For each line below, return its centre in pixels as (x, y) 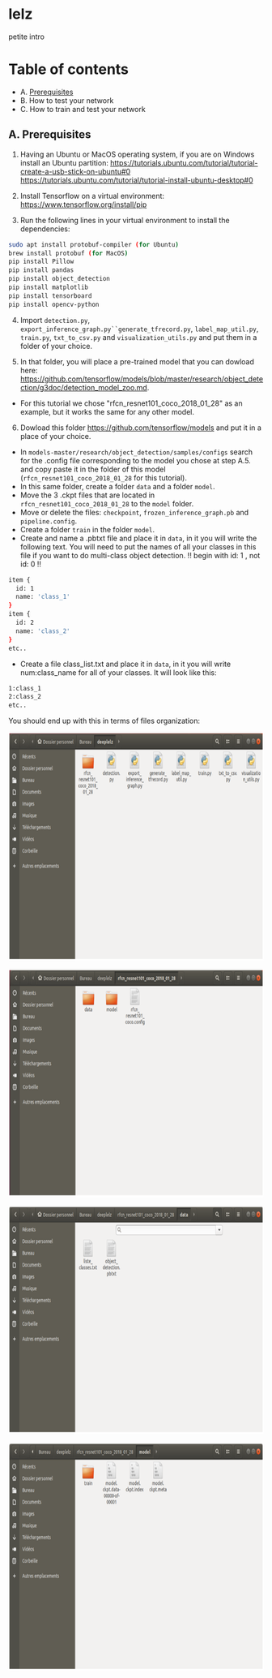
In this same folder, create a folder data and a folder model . (118, 486)
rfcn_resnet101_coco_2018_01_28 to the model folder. (107, 503)
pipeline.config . (49, 521)
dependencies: (45, 229)
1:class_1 (25, 688)
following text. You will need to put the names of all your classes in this (138, 546)
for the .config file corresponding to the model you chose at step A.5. (135, 460)
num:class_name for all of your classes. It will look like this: (118, 672)
